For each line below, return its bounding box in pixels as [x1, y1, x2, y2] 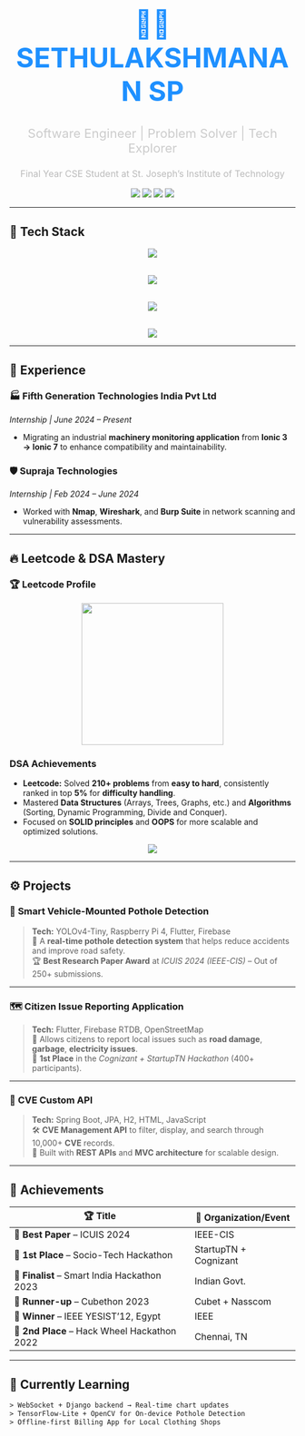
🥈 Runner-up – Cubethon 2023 [14, 1295, 150, 1308]
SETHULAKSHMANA [15, 41, 290, 75]
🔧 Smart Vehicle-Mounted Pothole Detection [9, 905, 210, 918]
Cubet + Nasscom [194, 1295, 272, 1308]
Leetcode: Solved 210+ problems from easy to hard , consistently [22, 778, 270, 789]
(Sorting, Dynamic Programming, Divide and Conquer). [22, 807, 228, 818]
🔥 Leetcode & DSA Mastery [9, 550, 166, 566]
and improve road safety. [31, 945, 125, 956]
